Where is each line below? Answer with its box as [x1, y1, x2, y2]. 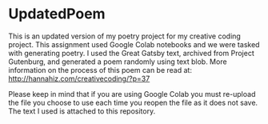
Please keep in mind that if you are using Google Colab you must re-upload [8, 89, 256, 98]
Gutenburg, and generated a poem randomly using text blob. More [8, 57, 227, 66]
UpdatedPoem [8, 5, 106, 23]
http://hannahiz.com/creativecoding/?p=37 [8, 74, 150, 83]
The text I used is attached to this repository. [8, 106, 156, 116]
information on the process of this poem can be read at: [8, 65, 192, 74]
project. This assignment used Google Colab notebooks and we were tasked [8, 39, 260, 49]
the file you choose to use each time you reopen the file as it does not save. [8, 98, 258, 107]
